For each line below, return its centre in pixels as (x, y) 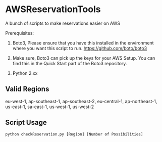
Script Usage (26, 123)
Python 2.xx (25, 73)
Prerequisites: (20, 33)
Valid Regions (27, 89)
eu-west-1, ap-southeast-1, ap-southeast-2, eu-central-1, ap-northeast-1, (81, 101)
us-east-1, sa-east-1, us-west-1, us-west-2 (50, 107)
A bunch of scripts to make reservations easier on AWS (63, 23)
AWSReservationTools (53, 9)
